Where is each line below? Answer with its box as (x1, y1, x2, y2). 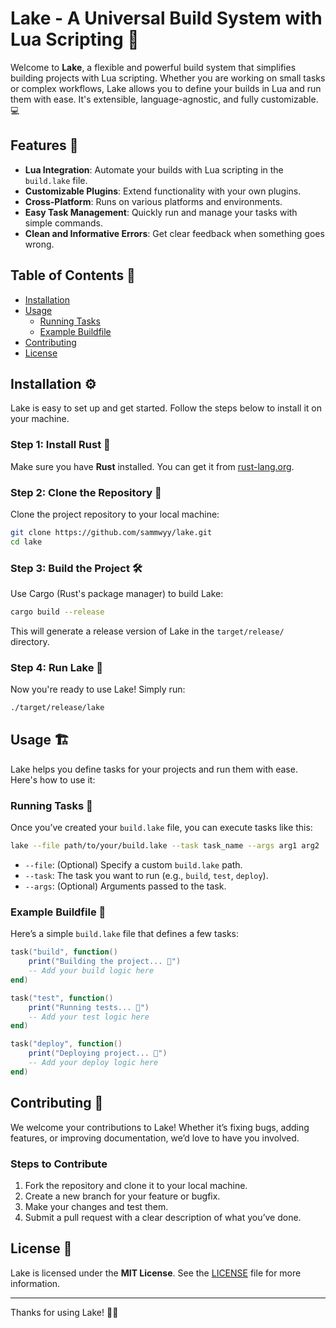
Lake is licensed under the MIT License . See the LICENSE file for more (10, 1267, 302, 1279)
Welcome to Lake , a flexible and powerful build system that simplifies (10, 61, 297, 73)
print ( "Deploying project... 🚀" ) (28, 1048, 168, 1059)
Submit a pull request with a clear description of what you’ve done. (24, 1211, 302, 1223)
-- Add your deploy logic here (28, 1058, 159, 1068)
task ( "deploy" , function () (10, 1039, 123, 1049)
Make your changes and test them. (24, 1200, 169, 1212)
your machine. (10, 413, 70, 425)
